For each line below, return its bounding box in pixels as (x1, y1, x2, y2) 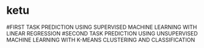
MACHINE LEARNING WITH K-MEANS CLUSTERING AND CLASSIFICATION (6, 36, 195, 43)
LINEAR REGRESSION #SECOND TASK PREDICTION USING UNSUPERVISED (6, 29, 199, 37)
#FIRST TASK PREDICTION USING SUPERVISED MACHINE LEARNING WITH (6, 23, 197, 31)
